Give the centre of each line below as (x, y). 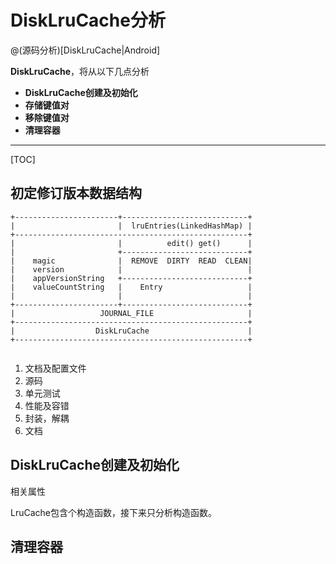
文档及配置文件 (55, 368)
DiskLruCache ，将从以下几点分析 (80, 71)
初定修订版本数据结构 (76, 193)
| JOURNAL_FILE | (131, 313)
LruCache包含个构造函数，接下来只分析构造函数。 (113, 512)
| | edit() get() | (131, 243)
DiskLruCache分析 (88, 20)
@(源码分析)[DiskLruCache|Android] (85, 50)
